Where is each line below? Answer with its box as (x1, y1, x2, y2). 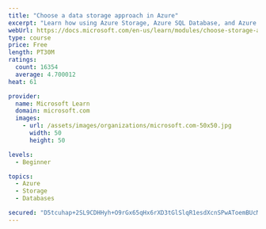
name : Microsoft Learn (15, 100, 90, 108)
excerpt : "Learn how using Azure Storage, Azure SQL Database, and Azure (8, 19, 257, 27)
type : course (8, 33, 51, 42)
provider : (8, 92, 41, 100)
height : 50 (28, 136, 66, 144)
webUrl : (8, 26, 34, 34)
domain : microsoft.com (15, 107, 90, 115)
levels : (8, 151, 34, 158)
